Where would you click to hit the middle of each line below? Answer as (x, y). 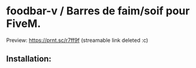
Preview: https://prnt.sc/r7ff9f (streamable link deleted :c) (77, 40)
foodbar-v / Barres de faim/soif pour (98, 11)
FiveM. (24, 24)
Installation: (29, 59)
